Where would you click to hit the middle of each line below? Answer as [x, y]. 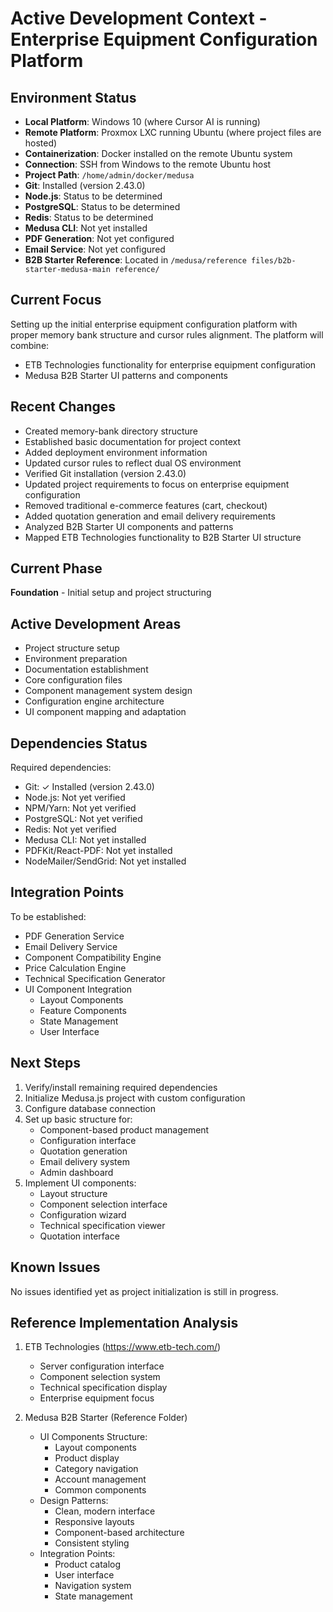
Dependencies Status [79, 743]
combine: [30, 345]
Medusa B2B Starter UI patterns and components [126, 375]
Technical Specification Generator [95, 978]
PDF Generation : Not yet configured [99, 238]
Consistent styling [92, 1543]
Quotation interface [79, 1236]
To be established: [48, 916]
